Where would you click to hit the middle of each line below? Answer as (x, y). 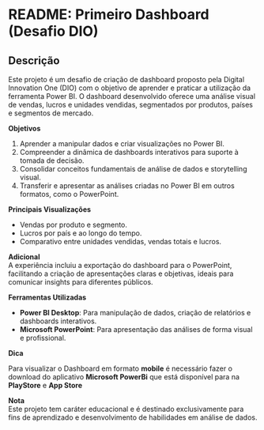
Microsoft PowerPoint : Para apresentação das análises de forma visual (136, 329)
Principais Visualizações (50, 209)
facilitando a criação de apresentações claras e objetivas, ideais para (121, 273)
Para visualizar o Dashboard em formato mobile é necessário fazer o (121, 368)
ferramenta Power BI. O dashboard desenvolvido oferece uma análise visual (132, 96)
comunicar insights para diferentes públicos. (81, 282)
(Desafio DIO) (53, 31)
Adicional (25, 257)
